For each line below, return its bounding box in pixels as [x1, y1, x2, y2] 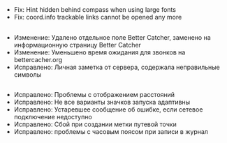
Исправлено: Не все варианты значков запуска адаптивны [13, 98, 191, 107]
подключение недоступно [13, 113, 92, 121]
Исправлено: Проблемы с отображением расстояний [13, 91, 175, 99]
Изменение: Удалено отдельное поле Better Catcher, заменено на [13, 33, 211, 41]
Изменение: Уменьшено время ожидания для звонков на [13, 48, 186, 57]
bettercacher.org [13, 55, 63, 63]
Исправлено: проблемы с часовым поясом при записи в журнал [13, 128, 208, 136]
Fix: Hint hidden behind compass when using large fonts [13, 6, 177, 14]
